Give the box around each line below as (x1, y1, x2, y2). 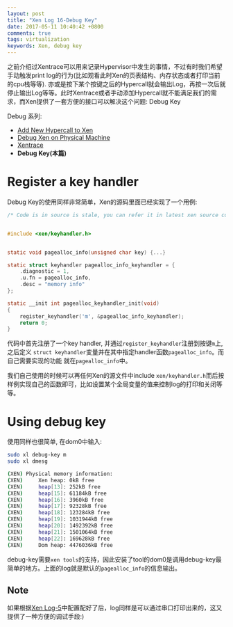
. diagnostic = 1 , (19, 268, 70, 275)
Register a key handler (7, 174, 139, 190)
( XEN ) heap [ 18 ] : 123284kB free (7, 509, 110, 516)
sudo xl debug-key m (7, 452, 67, 459)
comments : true (7, 29, 51, 37)
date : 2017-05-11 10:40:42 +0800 (7, 23, 104, 30)
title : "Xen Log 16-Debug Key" (7, 17, 98, 24)
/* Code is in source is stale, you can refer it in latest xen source (7, 212, 218, 219)
